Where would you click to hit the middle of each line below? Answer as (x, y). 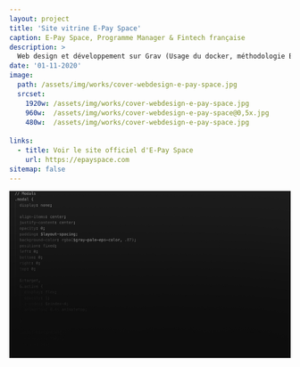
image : (21, 76)
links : (21, 141)
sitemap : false (37, 169)
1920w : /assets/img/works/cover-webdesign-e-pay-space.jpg (137, 103)
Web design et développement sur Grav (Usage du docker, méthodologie (151, 57)
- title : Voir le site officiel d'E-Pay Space (105, 151)
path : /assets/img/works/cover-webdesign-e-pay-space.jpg (128, 85)
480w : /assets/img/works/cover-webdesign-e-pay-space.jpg (137, 122)
